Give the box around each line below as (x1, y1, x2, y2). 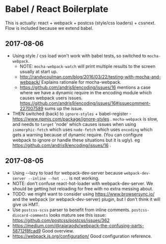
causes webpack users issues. (19, 95, 83, 101)
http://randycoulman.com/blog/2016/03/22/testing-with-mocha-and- (19, 73, 161, 80)
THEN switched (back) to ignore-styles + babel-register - (12, 111, 132, 117)
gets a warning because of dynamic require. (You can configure (12, 131, 143, 137)
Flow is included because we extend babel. (5, 25, 94, 31)
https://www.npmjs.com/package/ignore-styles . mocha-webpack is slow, (12, 116, 158, 122)
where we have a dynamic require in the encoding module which (19, 89, 152, 95)
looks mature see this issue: (49, 212, 107, 218)
